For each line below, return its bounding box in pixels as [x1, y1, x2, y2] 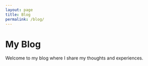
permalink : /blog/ [5, 17, 44, 22]
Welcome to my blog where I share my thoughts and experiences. [5, 55, 144, 61]
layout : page [5, 7, 33, 13]
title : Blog [5, 12, 31, 17]
